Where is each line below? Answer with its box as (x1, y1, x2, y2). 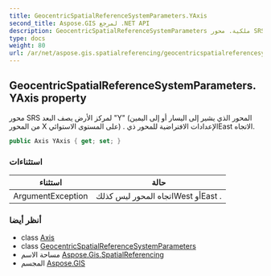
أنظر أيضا (9, 214, 42, 225)
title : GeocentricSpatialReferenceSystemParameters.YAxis (9, 11, 207, 20)
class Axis (20, 233, 55, 242)
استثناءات (9, 156, 43, 167)
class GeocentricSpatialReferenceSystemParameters (20, 241, 196, 251)
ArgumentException (13, 190, 88, 201)
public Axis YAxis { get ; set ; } (9, 137, 121, 145)
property (40, 92, 87, 105)
